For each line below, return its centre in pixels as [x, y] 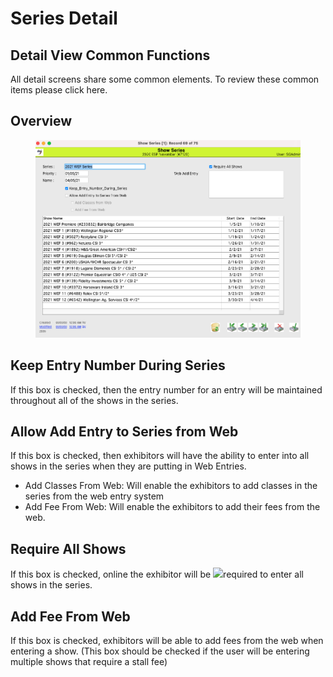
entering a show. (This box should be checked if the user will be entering [160, 651]
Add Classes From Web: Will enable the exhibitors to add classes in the [171, 486]
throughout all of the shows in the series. [94, 400]
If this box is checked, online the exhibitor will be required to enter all [157, 574]
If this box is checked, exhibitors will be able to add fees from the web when [167, 641]
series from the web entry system [94, 496]
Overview [41, 121]
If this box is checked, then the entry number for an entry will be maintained [166, 389]
